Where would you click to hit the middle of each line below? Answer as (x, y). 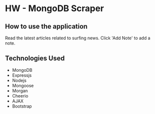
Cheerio (20, 96)
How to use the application (46, 26)
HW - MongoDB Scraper (55, 8)
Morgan (20, 91)
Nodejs (19, 80)
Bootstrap (22, 106)
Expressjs (22, 75)
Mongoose (23, 85)
